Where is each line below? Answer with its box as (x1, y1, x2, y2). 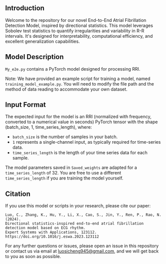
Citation (5, 189, 31, 198)
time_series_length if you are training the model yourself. (5, 175, 124, 181)
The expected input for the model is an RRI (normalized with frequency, (5, 114, 152, 120)
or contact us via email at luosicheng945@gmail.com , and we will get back (5, 248, 159, 254)
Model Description (5, 53, 64, 61)
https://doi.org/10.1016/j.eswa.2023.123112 (5, 234, 99, 239)
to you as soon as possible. (5, 254, 61, 260)
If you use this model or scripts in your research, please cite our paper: (5, 203, 151, 209)
